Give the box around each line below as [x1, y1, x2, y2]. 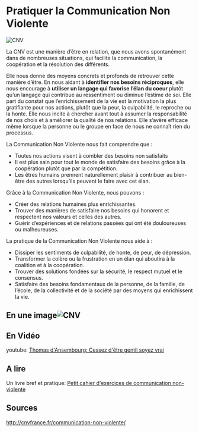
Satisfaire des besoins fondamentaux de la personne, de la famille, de [14, 280, 185, 287]
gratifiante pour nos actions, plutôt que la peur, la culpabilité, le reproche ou [6, 104, 191, 111]
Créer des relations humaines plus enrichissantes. [14, 201, 137, 208]
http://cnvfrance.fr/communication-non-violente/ [6, 418, 126, 426]
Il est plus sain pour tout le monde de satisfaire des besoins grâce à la [14, 158, 185, 165]
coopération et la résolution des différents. [6, 61, 110, 68]
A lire [6, 364, 26, 374]
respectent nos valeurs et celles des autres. [14, 213, 122, 220]
